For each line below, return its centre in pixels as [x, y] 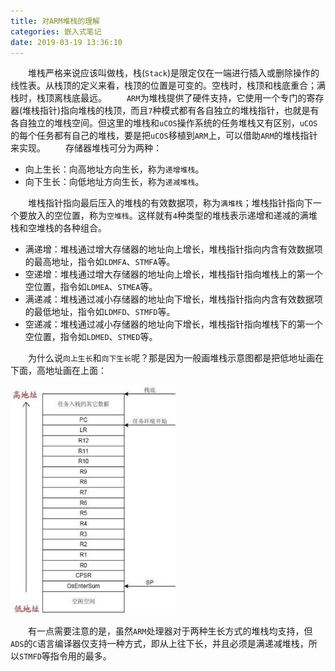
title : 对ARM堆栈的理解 [55, 21]
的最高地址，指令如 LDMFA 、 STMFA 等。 [100, 262]
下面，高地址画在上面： [58, 371]
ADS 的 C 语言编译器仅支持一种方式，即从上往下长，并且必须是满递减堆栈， [159, 644]
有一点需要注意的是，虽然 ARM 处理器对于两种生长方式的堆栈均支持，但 [170, 631]
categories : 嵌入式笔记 [56, 31]
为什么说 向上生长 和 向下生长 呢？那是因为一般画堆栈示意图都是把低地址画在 [176, 358]
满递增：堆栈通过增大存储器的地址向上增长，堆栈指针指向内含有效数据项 [173, 249]
